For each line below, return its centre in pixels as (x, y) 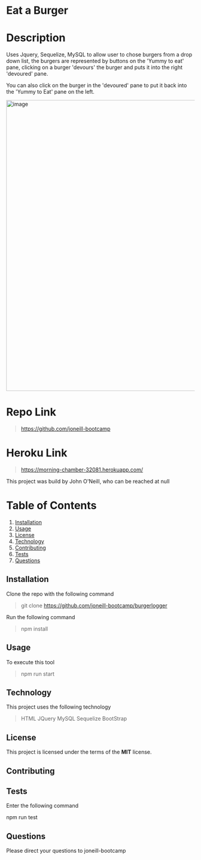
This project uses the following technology (59, 707)
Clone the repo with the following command (60, 594)
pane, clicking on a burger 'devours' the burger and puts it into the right (94, 67)
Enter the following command (42, 806)
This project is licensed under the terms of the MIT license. (79, 752)
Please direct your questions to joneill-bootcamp (66, 851)
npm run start (38, 674)
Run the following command (41, 617)
